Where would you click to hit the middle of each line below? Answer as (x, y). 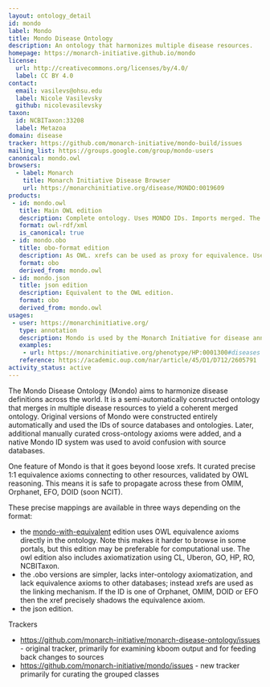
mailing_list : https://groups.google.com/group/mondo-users (111, 151)
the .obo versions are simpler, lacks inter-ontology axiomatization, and (136, 574)
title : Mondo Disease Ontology (61, 38)
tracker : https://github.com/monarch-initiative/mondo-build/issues (125, 143)
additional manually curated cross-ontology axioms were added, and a (125, 433)
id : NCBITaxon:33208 (50, 121)
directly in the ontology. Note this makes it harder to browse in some (133, 540)
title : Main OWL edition (61, 210)
